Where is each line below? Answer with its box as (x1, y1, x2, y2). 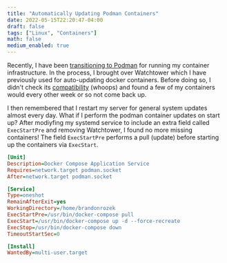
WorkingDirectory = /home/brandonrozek (7, 205, 116, 212)
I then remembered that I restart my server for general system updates (7, 104, 208, 112)
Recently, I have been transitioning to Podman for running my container (7, 61, 210, 69)
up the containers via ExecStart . (7, 141, 99, 148)
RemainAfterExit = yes (7, 198, 67, 206)
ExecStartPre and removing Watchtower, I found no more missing (7, 126, 193, 134)
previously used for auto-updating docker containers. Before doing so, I (7, 76, 211, 84)
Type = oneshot (7, 192, 45, 199)
